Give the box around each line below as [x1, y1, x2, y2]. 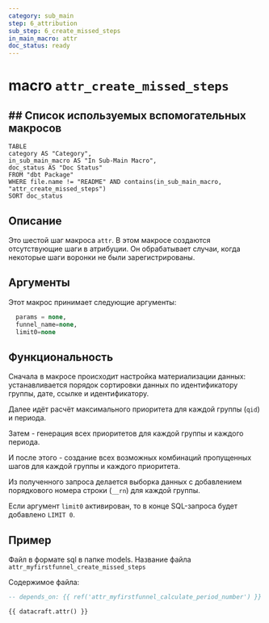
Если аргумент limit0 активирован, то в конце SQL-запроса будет [8, 501, 238, 511]
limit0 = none [15, 328, 57, 336]
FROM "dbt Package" [8, 171, 74, 179]
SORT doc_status [8, 192, 63, 200]
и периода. [8, 413, 47, 423]
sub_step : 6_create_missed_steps [8, 27, 121, 35]
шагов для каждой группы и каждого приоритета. [8, 462, 180, 471]
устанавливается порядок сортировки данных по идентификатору [8, 380, 238, 390]
